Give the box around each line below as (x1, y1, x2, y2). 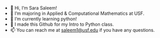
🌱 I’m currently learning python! (10, 16, 77, 22)
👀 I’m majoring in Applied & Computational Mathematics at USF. (10, 10, 145, 16)
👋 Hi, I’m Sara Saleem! (10, 5, 57, 11)
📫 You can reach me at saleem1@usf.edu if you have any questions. (10, 27, 155, 33)
